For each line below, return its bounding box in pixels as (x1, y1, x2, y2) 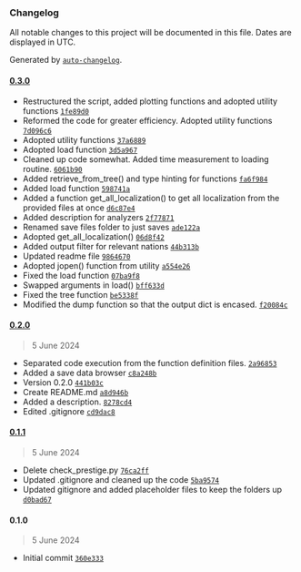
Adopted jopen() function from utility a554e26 (22, 260, 191, 271)
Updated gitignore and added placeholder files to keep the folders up (22, 484, 283, 495)
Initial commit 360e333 (22, 553, 105, 564)
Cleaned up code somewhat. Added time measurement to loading (22, 153, 270, 165)
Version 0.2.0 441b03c (22, 376, 105, 388)
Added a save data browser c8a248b (22, 367, 157, 378)
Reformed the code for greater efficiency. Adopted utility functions (22, 115, 273, 126)
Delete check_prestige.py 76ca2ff (22, 465, 150, 475)
